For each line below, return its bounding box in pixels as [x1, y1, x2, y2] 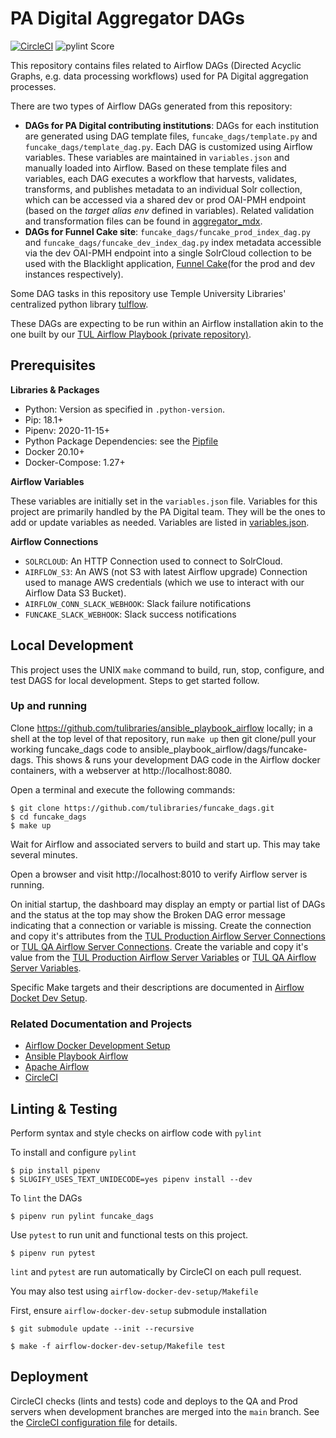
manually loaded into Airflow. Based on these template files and [24, 162, 287, 174]
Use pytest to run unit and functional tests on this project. [10, 1228, 249, 1241]
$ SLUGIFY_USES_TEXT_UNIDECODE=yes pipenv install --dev [10, 1174, 253, 1184]
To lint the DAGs [10, 1192, 83, 1204]
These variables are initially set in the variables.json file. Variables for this [10, 495, 318, 507]
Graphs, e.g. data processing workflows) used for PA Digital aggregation [10, 70, 309, 82]
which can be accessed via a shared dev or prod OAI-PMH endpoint [24, 193, 307, 206]
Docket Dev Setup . [10, 992, 88, 1004]
